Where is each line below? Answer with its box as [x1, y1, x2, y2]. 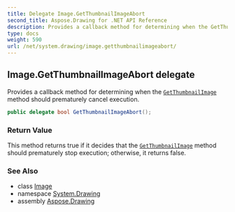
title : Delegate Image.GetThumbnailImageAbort [7, 10, 145, 18]
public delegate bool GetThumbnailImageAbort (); [7, 108, 152, 116]
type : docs [7, 29, 39, 37]
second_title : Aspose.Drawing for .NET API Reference [7, 17, 168, 24]
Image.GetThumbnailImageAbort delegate [7, 69, 195, 81]
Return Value [7, 125, 52, 135]
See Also [7, 166, 38, 175]
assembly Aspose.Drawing [17, 197, 95, 206]
